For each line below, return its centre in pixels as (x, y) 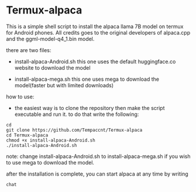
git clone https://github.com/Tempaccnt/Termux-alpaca (74, 130)
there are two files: (29, 50)
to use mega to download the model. (50, 162)
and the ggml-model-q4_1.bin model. (50, 39)
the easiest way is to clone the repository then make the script (90, 108)
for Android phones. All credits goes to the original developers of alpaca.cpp (98, 32)
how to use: (20, 97)
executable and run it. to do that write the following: (77, 114)
